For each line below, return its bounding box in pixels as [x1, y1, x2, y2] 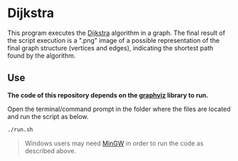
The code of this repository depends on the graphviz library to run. [7, 90, 209, 99]
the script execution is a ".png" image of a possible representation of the [7, 36, 220, 44]
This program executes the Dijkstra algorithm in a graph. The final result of [7, 28, 226, 37]
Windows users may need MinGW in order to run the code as [24, 139, 204, 147]
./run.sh [7, 126, 33, 133]
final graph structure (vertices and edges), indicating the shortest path [7, 43, 214, 52]
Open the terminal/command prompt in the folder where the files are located [7, 105, 231, 113]
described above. [24, 146, 77, 155]
